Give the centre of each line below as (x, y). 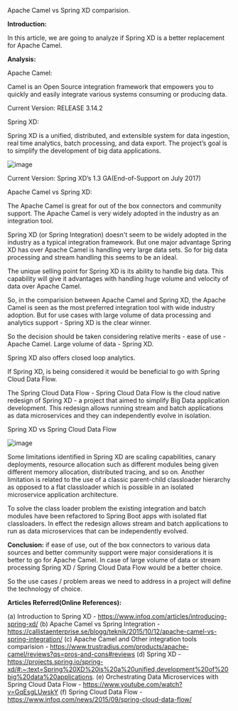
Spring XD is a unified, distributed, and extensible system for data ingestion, (119, 135)
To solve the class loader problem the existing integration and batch (107, 508)
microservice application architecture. (63, 495)
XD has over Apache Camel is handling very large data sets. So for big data (118, 250)
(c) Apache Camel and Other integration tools (130, 639)
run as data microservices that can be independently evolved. (98, 531)
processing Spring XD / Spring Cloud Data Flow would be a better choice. (115, 567)
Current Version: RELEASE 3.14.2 (55, 108)
